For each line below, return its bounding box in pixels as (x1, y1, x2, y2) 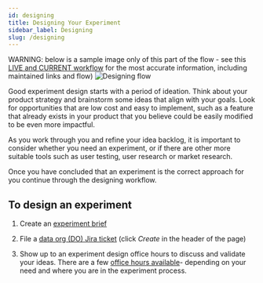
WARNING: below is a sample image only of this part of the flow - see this (8, 55, 247, 64)
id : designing (8, 11, 55, 20)
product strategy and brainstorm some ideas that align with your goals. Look (8, 95, 255, 104)
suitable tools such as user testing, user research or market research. (8, 152, 233, 161)
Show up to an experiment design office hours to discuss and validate (19, 249, 246, 259)
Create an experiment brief (19, 219, 108, 228)
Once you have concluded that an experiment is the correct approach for (8, 167, 245, 176)
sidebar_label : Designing (8, 26, 93, 34)
